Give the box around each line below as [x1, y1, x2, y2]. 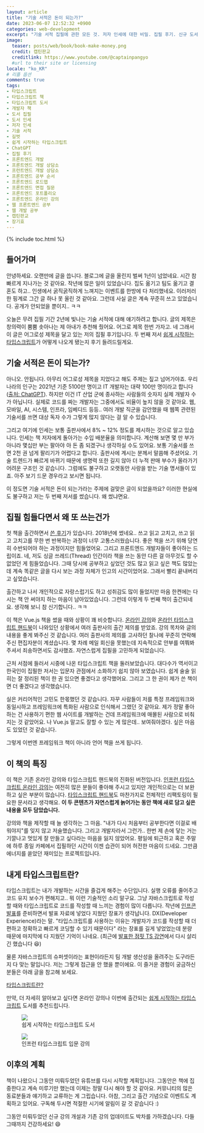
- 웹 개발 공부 [6, 207, 38, 213]
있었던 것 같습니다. [12, 726, 57, 734]
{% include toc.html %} [6, 235, 65, 243]
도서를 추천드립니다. [22, 1002, 70, 1009]
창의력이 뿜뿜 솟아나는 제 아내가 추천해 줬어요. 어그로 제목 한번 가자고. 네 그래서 [6, 323, 195, 330]
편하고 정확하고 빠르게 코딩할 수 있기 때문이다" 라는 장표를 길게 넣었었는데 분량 [6, 925, 192, 932]
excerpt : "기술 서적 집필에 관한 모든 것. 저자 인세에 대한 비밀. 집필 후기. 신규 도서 [6, 32, 199, 38]
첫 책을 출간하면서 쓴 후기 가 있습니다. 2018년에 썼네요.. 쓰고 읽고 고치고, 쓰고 [6, 529, 189, 537]
